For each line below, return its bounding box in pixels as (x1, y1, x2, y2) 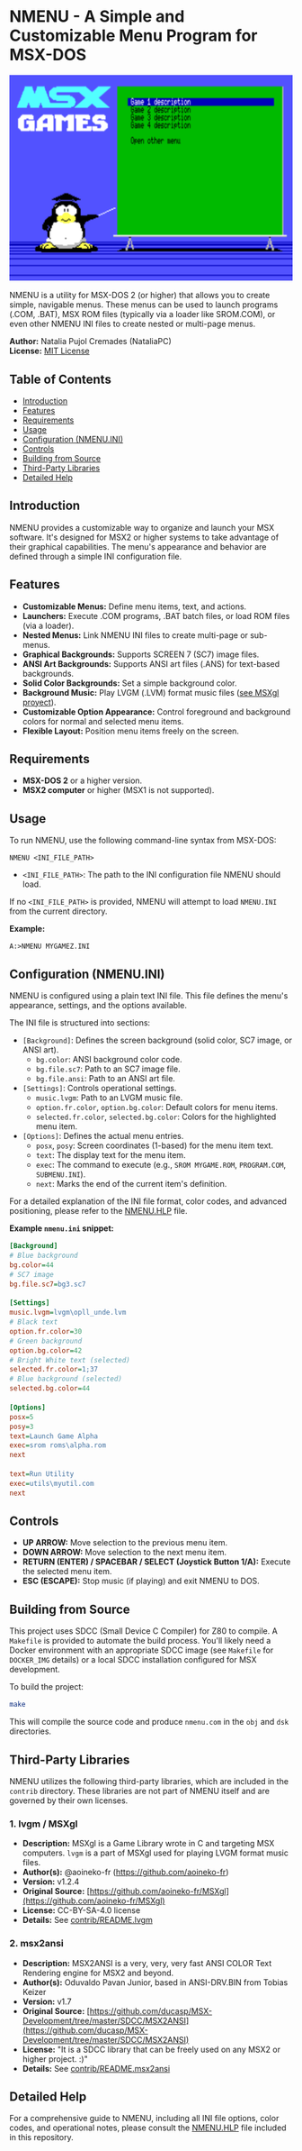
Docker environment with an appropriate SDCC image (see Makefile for (9, 1645, 274, 1655)
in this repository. (9, 2132, 74, 2143)
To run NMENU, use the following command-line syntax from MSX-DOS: (9, 835, 277, 846)
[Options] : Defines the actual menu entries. (22, 1131, 184, 1142)
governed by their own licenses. (9, 1795, 129, 1806)
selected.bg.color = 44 (9, 1384, 91, 1393)
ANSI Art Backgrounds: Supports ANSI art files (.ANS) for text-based (22, 658, 280, 669)
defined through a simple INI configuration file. (9, 551, 182, 561)
